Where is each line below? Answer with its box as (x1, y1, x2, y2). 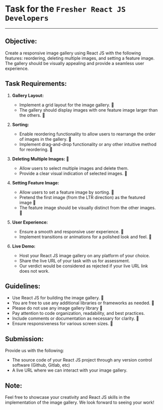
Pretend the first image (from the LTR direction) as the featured (19, 194, 146, 200)
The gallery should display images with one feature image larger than (19, 107, 158, 113)
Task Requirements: (5, 80, 67, 88)
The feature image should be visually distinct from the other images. (19, 205, 156, 211)
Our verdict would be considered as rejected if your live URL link (19, 263, 148, 269)
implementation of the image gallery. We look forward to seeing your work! (5, 399, 154, 405)
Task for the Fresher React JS (5, 3, 126, 15)
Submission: (5, 335, 44, 343)
